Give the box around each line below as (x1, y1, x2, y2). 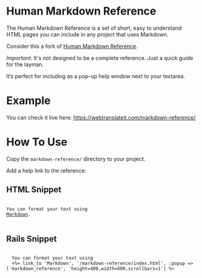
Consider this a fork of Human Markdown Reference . (6, 42, 138, 50)
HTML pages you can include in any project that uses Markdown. (6, 30, 169, 38)
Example (6, 94, 51, 107)
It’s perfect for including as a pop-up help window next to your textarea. (6, 72, 186, 80)
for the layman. (6, 61, 44, 68)
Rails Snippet (6, 234, 57, 244)
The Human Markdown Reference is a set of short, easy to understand (6, 24, 182, 32)
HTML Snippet (6, 185, 62, 195)
